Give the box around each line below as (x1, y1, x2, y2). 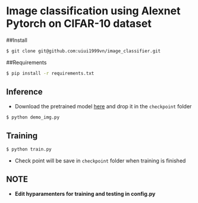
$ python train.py (6, 146, 52, 152)
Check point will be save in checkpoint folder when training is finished (14, 157, 186, 164)
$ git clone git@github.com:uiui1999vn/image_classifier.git (6, 48, 161, 54)
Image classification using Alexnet (6, 4, 181, 18)
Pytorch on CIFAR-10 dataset (6, 17, 152, 30)
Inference (6, 87, 43, 97)
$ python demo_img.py (6, 114, 60, 120)
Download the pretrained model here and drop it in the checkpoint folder (14, 102, 192, 110)
